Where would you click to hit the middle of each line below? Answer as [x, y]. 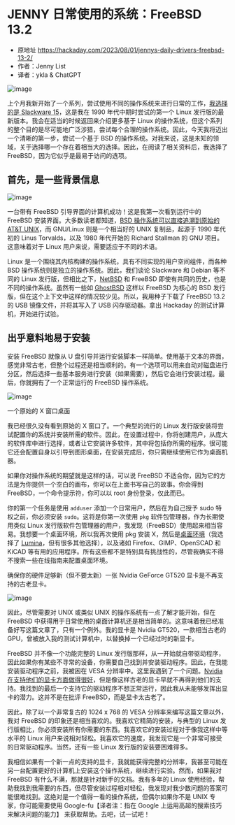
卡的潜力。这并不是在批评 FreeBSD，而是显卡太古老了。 [88, 697]
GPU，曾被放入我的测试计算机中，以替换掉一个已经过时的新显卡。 [102, 638]
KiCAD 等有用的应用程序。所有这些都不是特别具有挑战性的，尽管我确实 [109, 551]
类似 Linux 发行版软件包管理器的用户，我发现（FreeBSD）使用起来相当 [115, 525]
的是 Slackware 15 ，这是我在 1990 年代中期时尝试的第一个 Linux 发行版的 [113, 112]
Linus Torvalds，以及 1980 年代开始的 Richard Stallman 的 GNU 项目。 [122, 238]
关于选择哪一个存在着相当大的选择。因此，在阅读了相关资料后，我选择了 [123, 147]
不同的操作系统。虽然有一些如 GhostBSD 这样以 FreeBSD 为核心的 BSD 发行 [116, 287]
